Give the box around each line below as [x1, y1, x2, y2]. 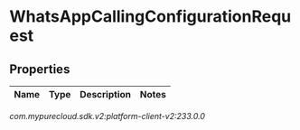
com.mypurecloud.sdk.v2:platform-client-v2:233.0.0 [9, 111, 206, 121]
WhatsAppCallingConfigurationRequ [9, 6, 292, 27]
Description [80, 88, 131, 100]
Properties [9, 61, 70, 77]
